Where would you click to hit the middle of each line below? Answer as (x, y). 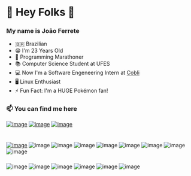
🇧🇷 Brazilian (31, 44)
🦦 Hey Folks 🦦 (40, 12)
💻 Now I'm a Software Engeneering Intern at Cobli (77, 73)
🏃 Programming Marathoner (49, 57)
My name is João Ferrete (43, 31)
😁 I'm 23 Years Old (39, 51)
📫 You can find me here (42, 109)
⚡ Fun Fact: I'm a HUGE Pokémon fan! (61, 91)
